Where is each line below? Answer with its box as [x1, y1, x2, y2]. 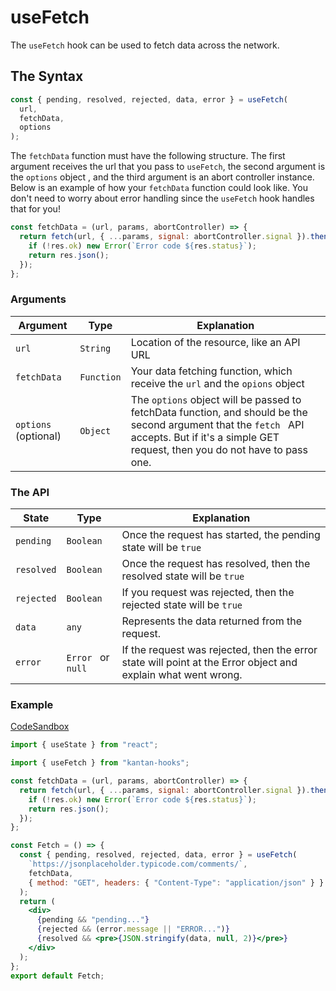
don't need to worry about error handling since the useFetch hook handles [10, 192, 315, 205]
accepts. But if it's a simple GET [130, 430, 280, 444]
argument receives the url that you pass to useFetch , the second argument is [10, 161, 326, 173]
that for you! [10, 203, 61, 215]
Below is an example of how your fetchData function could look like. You [10, 182, 308, 194]
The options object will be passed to [130, 392, 302, 406]
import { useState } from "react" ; [10, 740, 159, 750]
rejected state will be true [121, 597, 243, 611]
